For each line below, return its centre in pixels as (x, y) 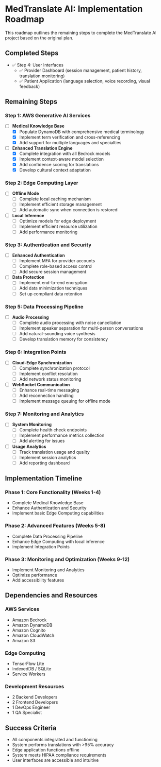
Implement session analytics (48, 457)
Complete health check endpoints (53, 430)
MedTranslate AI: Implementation (74, 9)
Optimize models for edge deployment (57, 221)
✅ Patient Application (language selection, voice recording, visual (85, 81)
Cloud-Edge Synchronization (42, 362)
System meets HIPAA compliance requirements (59, 755)
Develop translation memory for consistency (64, 339)
